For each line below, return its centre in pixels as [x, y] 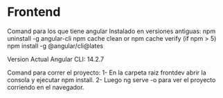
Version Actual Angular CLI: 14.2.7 [56, 59]
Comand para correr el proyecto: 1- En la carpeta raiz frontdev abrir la [107, 72]
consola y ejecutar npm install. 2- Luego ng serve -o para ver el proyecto [111, 79]
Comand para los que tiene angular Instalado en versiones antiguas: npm [111, 31]
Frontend [34, 12]
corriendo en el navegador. [46, 87]
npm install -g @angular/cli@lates [55, 46]
